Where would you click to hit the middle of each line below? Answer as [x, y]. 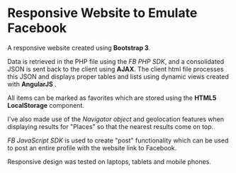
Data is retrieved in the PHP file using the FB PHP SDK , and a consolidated [116, 61]
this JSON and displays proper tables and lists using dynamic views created [118, 77]
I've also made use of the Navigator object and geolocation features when [116, 119]
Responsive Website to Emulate [102, 13]
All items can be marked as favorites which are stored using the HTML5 [112, 98]
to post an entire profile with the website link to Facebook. [92, 147]
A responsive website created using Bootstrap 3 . [79, 48]
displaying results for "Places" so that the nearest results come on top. [111, 126]
